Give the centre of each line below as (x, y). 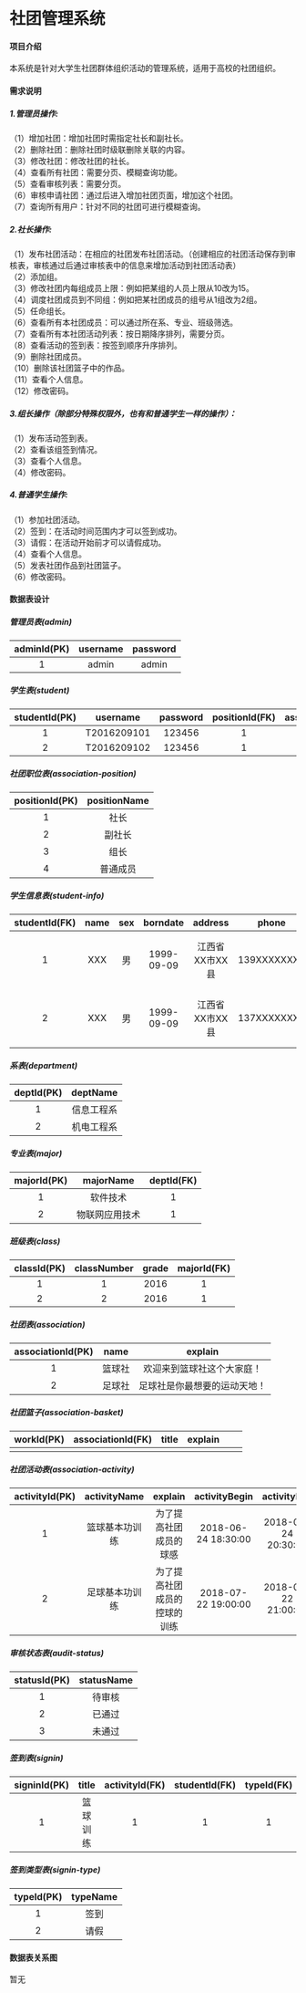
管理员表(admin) (41, 622)
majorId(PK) (41, 1181)
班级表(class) (35, 1241)
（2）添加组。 (36, 277)
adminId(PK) (42, 649)
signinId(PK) (42, 1785)
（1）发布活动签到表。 (51, 438)
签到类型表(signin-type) (55, 1869)
